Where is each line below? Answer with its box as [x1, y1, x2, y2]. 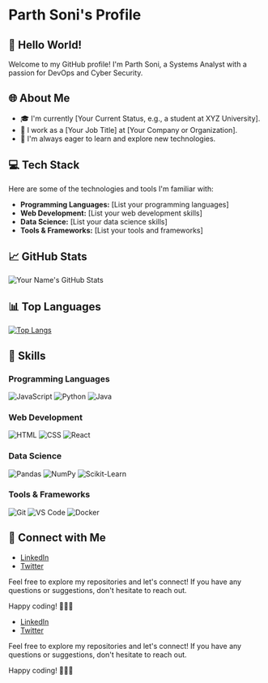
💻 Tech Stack [8, 158, 80, 172]
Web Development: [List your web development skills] [19, 208, 202, 218]
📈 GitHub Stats [8, 250, 87, 264]
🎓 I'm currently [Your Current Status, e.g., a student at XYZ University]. [19, 113, 261, 123]
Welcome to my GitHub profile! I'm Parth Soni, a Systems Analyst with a [8, 59, 247, 69]
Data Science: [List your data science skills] [19, 216, 168, 226]
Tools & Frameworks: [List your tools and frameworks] [19, 225, 204, 235]
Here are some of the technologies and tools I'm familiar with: [8, 184, 214, 194]
